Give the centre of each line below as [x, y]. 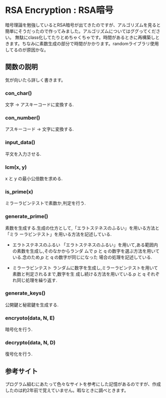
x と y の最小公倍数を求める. [34, 178]
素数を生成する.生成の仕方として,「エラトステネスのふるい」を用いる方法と [82, 228]
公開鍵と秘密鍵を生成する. [32, 304]
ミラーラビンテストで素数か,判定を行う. [46, 203]
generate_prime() [27, 216]
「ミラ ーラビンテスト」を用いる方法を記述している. [58, 234]
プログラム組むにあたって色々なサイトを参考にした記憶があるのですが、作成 [83, 384]
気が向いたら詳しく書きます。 [35, 80]
